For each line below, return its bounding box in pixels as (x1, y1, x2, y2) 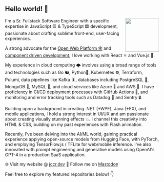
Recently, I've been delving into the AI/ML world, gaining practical (5, 131, 138, 137)
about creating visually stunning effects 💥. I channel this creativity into (5, 116, 147, 122)
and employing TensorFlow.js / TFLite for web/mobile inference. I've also (5, 141, 151, 147)
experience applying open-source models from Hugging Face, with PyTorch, (5, 136, 159, 142)
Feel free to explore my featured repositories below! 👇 (5, 171, 114, 177)
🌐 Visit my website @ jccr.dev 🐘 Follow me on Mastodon (5, 161, 119, 167)
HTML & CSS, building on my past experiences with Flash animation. (5, 121, 143, 127)
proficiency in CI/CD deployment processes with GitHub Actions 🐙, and (5, 89, 148, 95)
